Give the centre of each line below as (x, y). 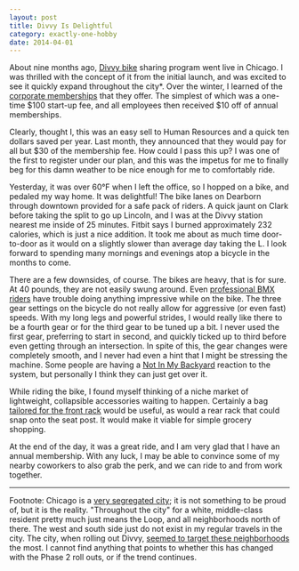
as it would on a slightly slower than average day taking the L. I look (163, 244)
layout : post (33, 17)
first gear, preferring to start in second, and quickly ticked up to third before (148, 337)
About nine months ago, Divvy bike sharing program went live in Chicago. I (146, 68)
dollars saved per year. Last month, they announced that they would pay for (148, 141)
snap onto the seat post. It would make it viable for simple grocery (130, 420)
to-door (23, 244)
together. (26, 475)
